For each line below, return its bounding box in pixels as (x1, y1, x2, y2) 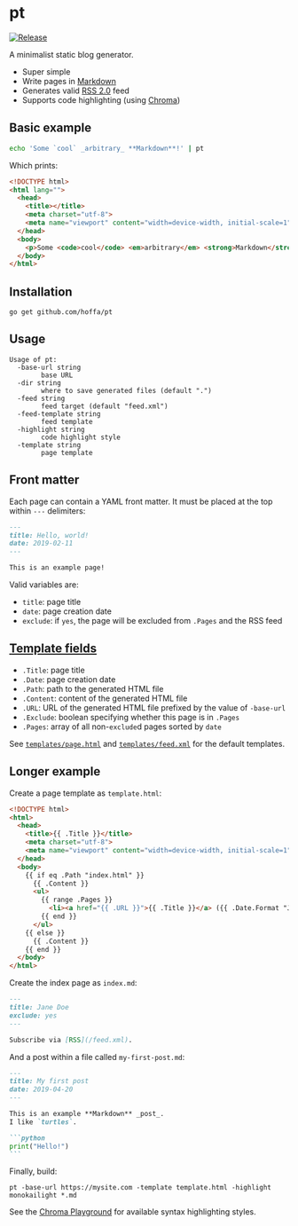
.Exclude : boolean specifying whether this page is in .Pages (21, 711, 240, 722)
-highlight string (17, 425, 86, 434)
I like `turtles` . (9, 1117, 77, 1127)
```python (9, 1134, 46, 1143)
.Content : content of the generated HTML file (21, 693, 188, 703)
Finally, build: (9, 1166, 58, 1177)
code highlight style (41, 433, 122, 442)
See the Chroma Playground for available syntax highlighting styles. (9, 1206, 256, 1217)
